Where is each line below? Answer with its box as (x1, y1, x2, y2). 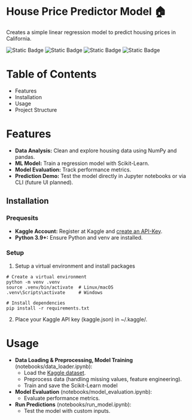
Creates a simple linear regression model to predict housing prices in (6, 28, 176, 36)
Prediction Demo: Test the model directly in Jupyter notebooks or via (14, 172, 187, 179)
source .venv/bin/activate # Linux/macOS (6, 284, 114, 290)
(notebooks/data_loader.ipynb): (14, 363, 93, 370)
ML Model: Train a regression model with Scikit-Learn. (14, 160, 150, 167)
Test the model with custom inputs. (23, 407, 111, 414)
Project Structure (14, 106, 57, 114)
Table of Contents (6, 68, 97, 81)
